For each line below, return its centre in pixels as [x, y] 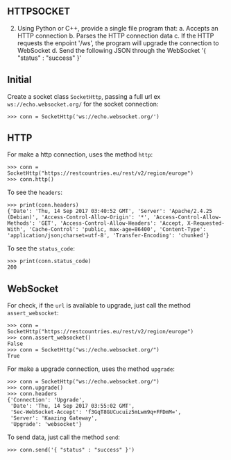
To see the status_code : [41, 248]
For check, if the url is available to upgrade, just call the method [99, 306]
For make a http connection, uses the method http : [80, 154]
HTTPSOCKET [39, 11]
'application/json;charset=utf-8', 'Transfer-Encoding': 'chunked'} [108, 236]
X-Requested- [206, 223]
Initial [19, 80]
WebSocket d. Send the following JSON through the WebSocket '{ [112, 50]
